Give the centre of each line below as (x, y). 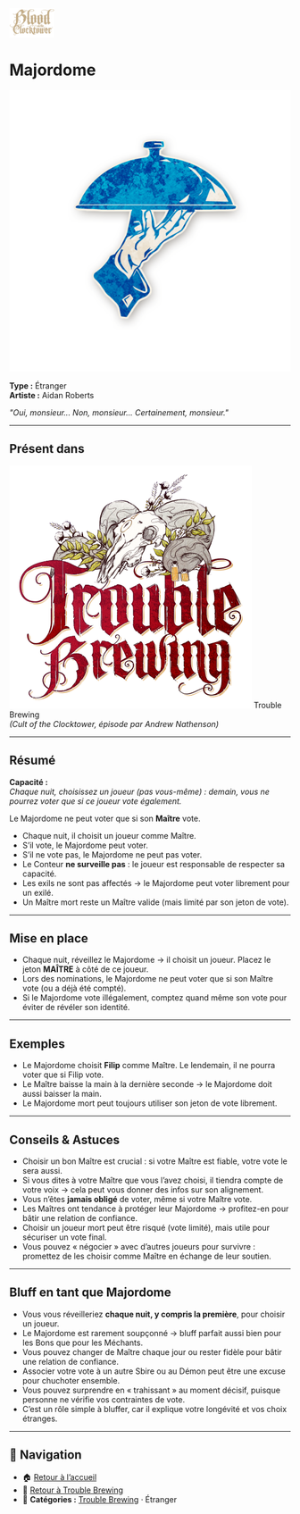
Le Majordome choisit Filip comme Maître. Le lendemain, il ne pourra (149, 1066)
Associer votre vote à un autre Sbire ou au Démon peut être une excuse (154, 1371)
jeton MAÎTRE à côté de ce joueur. (85, 969)
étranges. (40, 1418)
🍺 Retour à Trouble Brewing (72, 1490)
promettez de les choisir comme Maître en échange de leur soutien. (146, 1256)
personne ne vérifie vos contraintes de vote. (104, 1399)
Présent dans (47, 449)
